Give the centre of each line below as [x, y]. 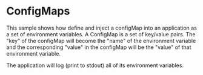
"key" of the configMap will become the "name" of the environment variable [101, 41]
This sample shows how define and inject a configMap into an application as [101, 28]
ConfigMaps [38, 11]
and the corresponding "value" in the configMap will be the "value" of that [99, 47]
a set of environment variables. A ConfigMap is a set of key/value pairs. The [101, 34]
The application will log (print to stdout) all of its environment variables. [95, 65]
